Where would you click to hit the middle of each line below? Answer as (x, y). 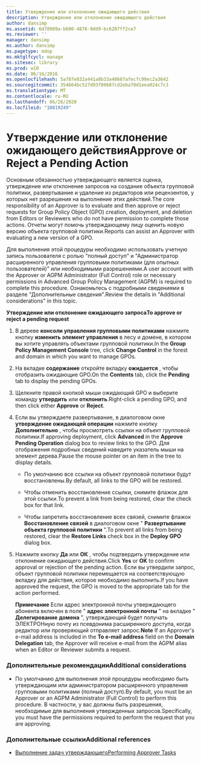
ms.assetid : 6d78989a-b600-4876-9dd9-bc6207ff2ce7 (71, 29)
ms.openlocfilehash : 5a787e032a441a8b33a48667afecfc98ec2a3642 (88, 79)
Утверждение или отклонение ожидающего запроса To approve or (94, 313)
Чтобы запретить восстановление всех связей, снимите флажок (107, 517)
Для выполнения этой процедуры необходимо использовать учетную (97, 249)
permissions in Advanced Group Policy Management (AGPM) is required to (99, 281)
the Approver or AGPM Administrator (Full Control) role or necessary (91, 275)
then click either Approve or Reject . (59, 406)
